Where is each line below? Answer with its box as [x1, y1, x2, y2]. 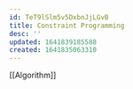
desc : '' [9, 29, 42, 38]
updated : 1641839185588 [9, 37, 98, 47]
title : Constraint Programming [9, 21, 125, 30]
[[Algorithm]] [9, 70, 57, 80]
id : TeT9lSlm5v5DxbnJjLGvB [9, 12, 109, 22]
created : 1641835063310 [9, 46, 98, 55]
